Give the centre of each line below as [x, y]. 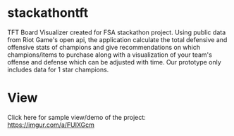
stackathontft [48, 13]
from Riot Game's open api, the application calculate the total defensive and [117, 39]
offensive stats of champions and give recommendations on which [104, 47]
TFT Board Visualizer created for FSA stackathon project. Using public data [117, 32]
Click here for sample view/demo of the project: [76, 117]
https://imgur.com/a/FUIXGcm [51, 125]
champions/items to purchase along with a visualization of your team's [110, 55]
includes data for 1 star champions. [58, 69]
